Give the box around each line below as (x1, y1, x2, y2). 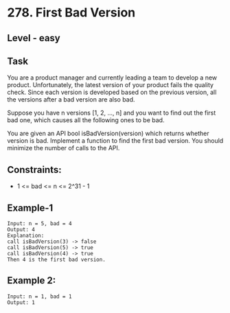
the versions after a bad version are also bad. (7, 95, 135, 104)
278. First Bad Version (7, 5, 136, 21)
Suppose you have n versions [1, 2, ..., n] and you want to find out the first (7, 108, 216, 117)
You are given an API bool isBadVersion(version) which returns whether (7, 129, 209, 138)
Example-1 (7, 202, 54, 213)
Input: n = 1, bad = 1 (7, 293, 72, 300)
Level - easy (7, 32, 60, 44)
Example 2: (7, 275, 56, 286)
